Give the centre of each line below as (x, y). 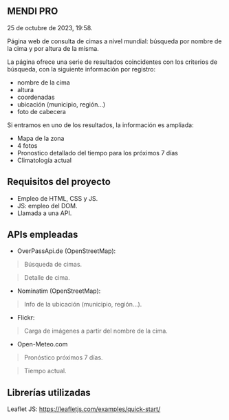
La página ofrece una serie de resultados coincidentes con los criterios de (112, 62)
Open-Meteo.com (42, 344)
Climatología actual (44, 160)
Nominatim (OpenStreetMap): (59, 291)
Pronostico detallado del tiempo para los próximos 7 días (98, 153)
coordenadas (36, 97)
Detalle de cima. (47, 278)
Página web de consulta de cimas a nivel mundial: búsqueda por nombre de (115, 41)
